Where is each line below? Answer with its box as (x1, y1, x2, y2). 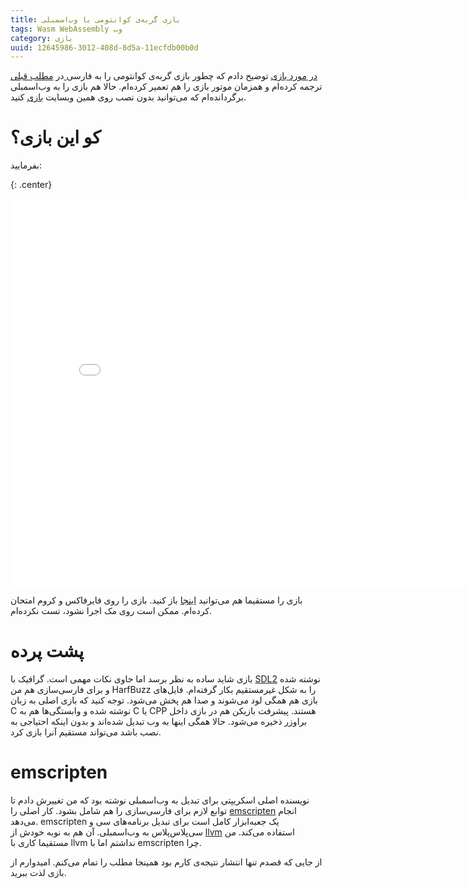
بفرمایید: (10, 159, 42, 171)
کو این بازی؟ (10, 126, 102, 149)
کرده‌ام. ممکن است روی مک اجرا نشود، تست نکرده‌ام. (10, 605, 213, 617)
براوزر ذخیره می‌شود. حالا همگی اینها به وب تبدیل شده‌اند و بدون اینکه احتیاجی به (10, 716, 308, 728)
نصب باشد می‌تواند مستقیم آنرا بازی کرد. (10, 726, 162, 738)
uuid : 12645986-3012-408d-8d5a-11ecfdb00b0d (10, 42, 199, 53)
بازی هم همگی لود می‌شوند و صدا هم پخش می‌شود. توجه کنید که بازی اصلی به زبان (10, 694, 318, 706)
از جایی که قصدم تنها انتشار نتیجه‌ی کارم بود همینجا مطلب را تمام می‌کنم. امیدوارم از (10, 856, 323, 868)
